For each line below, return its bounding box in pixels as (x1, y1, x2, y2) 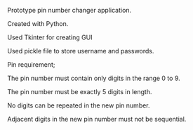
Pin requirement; (7, 60, 55, 69)
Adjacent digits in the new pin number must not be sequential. (7, 115, 187, 123)
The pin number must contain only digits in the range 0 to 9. (7, 74, 180, 82)
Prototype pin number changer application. (7, 6, 132, 14)
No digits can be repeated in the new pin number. (7, 101, 150, 110)
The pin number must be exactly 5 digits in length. (7, 88, 152, 96)
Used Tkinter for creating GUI (7, 33, 93, 41)
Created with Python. (7, 20, 69, 27)
